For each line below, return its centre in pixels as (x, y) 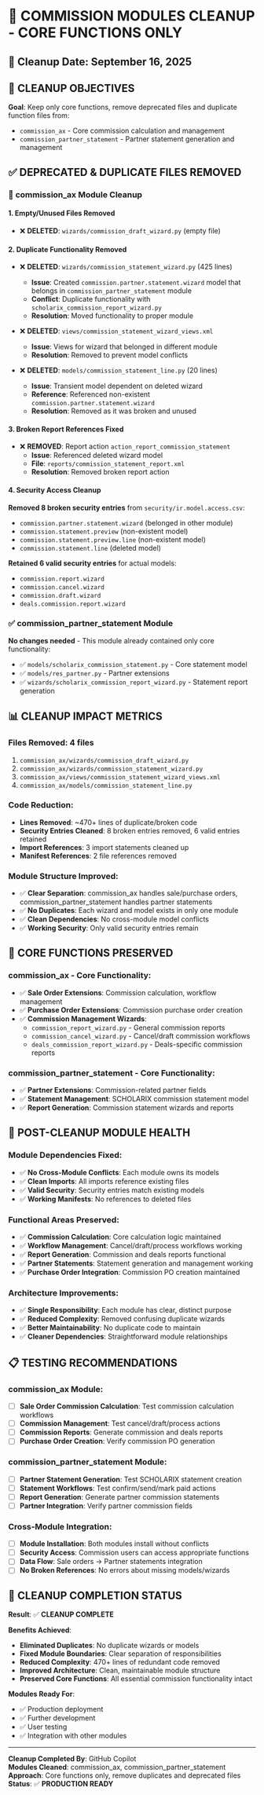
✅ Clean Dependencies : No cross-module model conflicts (114, 919)
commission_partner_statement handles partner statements (116, 902)
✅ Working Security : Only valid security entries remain (109, 928)
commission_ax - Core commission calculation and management (122, 131)
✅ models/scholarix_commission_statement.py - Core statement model (133, 664)
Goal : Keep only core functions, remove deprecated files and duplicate (123, 107)
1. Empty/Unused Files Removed (62, 213)
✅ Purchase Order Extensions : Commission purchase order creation (131, 1009)
